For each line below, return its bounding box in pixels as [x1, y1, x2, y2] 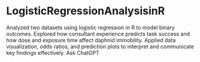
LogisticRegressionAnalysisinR [6, 4, 165, 18]
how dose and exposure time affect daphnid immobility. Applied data [6, 36, 176, 44]
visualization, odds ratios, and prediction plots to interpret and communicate [6, 43, 195, 50]
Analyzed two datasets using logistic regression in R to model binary [6, 24, 175, 31]
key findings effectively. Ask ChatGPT [6, 49, 100, 56]
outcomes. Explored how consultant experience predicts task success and [6, 30, 190, 37]
